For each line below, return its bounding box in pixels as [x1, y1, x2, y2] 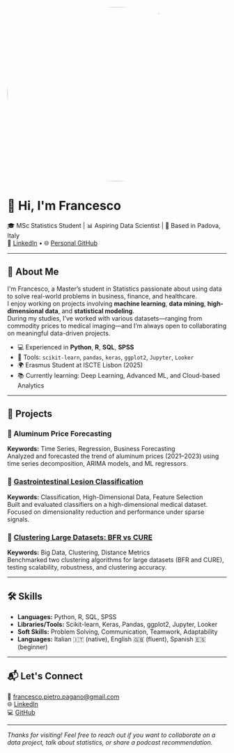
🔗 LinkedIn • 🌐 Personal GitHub [7, 238, 97, 247]
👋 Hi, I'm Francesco [7, 198, 122, 214]
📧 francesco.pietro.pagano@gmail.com [7, 692, 120, 701]
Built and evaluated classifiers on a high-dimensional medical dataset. [7, 500, 208, 508]
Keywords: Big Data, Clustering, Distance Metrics [7, 548, 150, 557]
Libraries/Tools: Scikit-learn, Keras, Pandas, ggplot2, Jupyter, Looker [17, 620, 218, 628]
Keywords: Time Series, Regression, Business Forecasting [7, 445, 175, 453]
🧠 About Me [7, 266, 59, 278]
